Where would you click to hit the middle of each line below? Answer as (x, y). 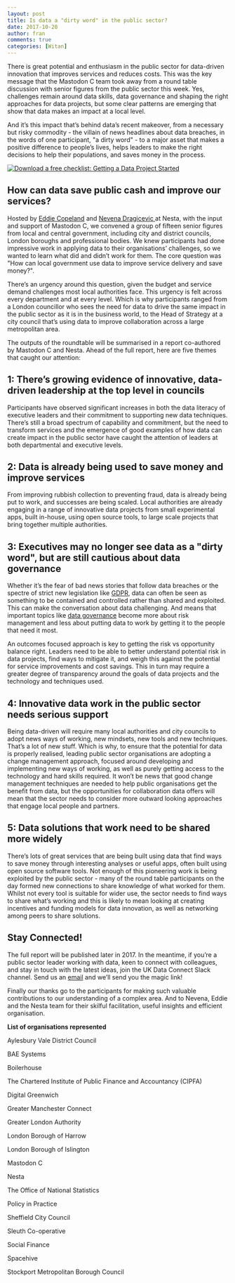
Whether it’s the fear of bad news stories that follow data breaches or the (113, 586)
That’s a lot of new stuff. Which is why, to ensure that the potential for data (115, 746)
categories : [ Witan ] (38, 46)
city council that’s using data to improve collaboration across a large (106, 321)
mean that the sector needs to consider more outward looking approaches (115, 799)
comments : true (29, 40)
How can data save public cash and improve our (114, 190)
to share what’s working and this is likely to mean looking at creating (106, 901)
